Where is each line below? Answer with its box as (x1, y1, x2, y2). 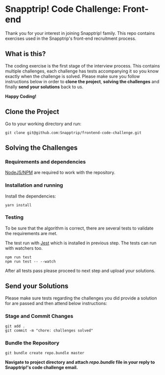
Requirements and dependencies (5, 158, 86, 165)
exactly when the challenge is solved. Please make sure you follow (5, 73, 140, 79)
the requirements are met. (5, 230, 58, 236)
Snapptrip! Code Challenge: (5, 3, 121, 15)
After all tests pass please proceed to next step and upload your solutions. (5, 268, 156, 273)
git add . (5, 324, 26, 329)
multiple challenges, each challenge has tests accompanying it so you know (5, 68, 159, 74)
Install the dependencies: (5, 193, 56, 199)
